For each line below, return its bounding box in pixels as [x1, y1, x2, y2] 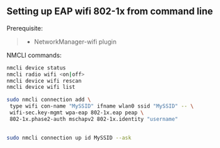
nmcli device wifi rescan [6, 77, 81, 84]
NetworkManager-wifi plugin [33, 38, 117, 46]
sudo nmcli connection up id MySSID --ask [6, 134, 132, 141]
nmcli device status [6, 64, 67, 72]
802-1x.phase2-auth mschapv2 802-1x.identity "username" [9, 115, 178, 122]
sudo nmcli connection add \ [6, 97, 91, 104]
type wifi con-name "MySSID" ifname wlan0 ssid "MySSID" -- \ [9, 103, 194, 110]
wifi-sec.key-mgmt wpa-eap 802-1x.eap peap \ [9, 109, 144, 117]
